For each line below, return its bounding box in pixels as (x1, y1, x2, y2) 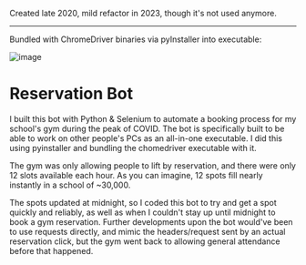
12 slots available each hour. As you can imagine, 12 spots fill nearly (9, 169, 263, 180)
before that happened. (9, 245, 94, 256)
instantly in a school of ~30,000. (9, 179, 131, 190)
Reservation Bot (9, 84, 134, 104)
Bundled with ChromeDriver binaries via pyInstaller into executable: (9, 34, 262, 45)
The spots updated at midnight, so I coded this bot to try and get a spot (9, 197, 278, 208)
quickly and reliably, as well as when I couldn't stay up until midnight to (9, 207, 276, 218)
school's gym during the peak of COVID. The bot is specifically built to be (9, 123, 285, 134)
